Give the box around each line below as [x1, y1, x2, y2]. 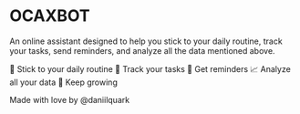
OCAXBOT [9, 5, 90, 26]
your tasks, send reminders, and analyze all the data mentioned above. [9, 45, 275, 56]
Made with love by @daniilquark [9, 94, 130, 105]
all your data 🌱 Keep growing [9, 77, 119, 88]
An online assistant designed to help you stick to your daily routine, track [9, 36, 283, 47]
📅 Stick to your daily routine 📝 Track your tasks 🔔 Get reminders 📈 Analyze [9, 63, 292, 74]
